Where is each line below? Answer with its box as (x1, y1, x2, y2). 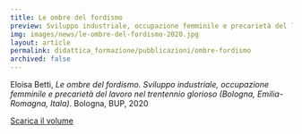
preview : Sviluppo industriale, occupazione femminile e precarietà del (10, 21, 288, 30)
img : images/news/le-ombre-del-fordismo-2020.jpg (10, 29, 200, 38)
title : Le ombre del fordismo (10, 13, 124, 22)
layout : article (10, 38, 71, 47)
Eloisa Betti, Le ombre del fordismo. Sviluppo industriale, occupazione (10, 80, 270, 89)
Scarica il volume (10, 115, 74, 126)
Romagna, (10, 98, 48, 108)
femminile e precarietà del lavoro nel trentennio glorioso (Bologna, (10, 88, 256, 99)
